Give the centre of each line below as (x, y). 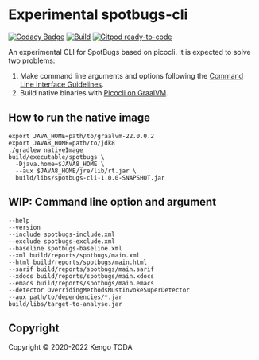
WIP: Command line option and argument (112, 202)
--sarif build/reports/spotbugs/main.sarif (81, 269)
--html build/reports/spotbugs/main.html (78, 262)
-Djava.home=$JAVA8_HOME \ (60, 164)
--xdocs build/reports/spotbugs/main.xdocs (81, 276)
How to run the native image (79, 118)
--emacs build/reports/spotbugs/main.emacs (81, 283)
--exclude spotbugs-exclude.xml (62, 241)
